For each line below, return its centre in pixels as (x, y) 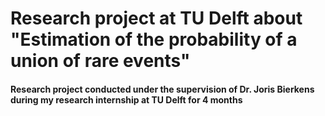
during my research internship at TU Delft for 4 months (126, 99)
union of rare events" (100, 61)
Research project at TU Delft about (156, 18)
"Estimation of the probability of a (154, 39)
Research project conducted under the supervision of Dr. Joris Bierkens (162, 89)
